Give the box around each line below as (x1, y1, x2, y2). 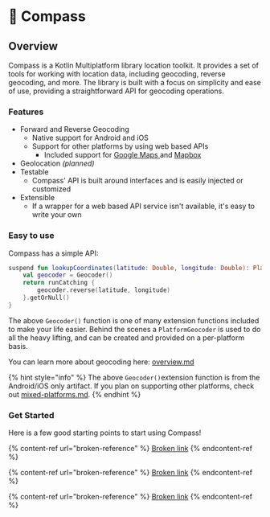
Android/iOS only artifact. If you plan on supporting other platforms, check (8, 381, 255, 391)
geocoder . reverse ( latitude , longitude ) (37, 286, 171, 294)
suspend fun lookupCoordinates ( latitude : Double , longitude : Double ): (8, 264, 250, 272)
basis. (8, 341, 28, 351)
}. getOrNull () (22, 293, 70, 302)
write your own (31, 210, 82, 220)
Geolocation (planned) (19, 158, 95, 168)
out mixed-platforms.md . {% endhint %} (8, 389, 141, 399)
